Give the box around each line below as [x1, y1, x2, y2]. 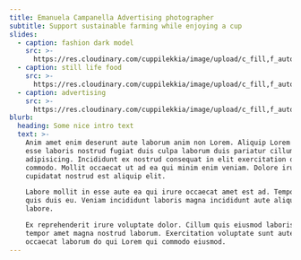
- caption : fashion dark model [17, 38, 134, 48]
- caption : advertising [17, 88, 106, 97]
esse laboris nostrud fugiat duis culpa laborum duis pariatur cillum [25, 146, 295, 155]
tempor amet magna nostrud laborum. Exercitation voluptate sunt [25, 229, 275, 238]
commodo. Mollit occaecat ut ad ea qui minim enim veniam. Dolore [25, 163, 279, 172]
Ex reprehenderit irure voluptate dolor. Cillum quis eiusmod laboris [25, 221, 295, 230]
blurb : [9, 113, 34, 122]
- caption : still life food [17, 64, 123, 73]
